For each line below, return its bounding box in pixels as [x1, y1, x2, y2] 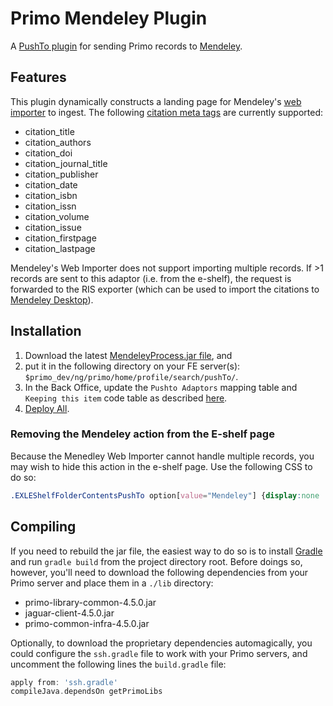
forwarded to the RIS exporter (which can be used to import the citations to [10, 283, 320, 295]
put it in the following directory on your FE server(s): [24, 360, 241, 372]
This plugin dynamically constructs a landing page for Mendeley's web [10, 95, 302, 107]
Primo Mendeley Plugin [10, 7, 208, 30]
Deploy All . [24, 402, 70, 414]
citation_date [24, 178, 78, 191]
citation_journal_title [24, 157, 108, 169]
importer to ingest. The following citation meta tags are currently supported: [10, 106, 323, 118]
